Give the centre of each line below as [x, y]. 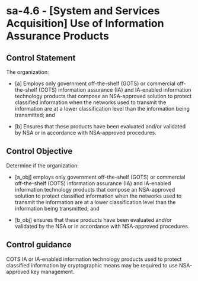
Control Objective [39, 151]
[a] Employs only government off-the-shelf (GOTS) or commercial [95, 83]
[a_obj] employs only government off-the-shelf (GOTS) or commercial [100, 177]
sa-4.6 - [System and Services [83, 11]
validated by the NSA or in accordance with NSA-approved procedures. [102, 226]
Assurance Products [58, 36]
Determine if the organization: [42, 165]
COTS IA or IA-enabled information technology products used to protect [94, 259]
